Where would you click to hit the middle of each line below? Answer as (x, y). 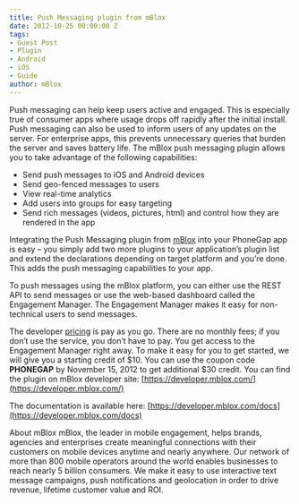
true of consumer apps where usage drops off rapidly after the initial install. (149, 119)
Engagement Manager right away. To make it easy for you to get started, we (149, 350)
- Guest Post (34, 43)
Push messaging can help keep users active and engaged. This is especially (150, 109)
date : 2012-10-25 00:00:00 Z (64, 26)
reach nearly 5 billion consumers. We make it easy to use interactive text (143, 470)
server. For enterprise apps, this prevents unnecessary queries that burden (148, 138)
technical (26, 313)
